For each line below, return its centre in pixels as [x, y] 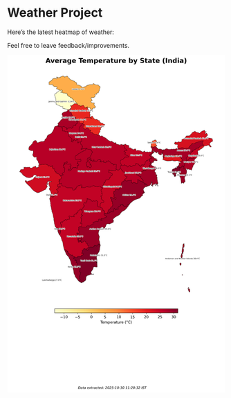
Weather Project [55, 13]
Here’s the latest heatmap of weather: [61, 32]
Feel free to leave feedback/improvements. [68, 45]
